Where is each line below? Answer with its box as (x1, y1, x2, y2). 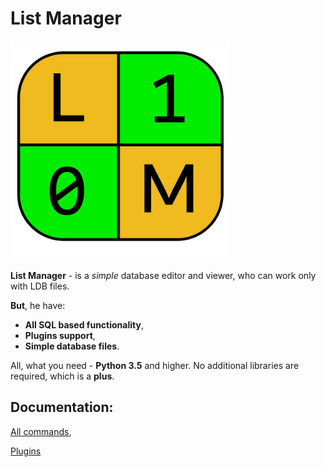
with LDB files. (10, 280, 70, 292)
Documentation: (10, 399, 114, 416)
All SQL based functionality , (24, 318, 144, 331)
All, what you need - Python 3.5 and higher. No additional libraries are (10, 359, 300, 371)
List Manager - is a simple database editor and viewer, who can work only (10, 269, 317, 281)
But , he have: (10, 299, 66, 311)
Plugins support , (24, 329, 96, 341)
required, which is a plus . (10, 370, 115, 382)
